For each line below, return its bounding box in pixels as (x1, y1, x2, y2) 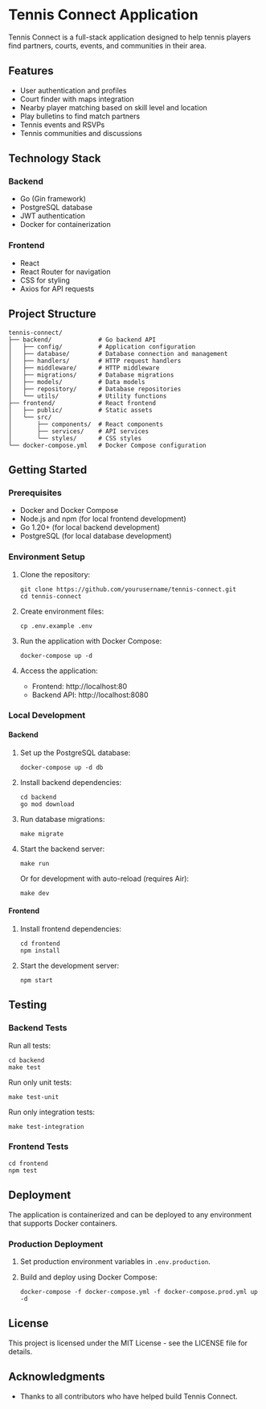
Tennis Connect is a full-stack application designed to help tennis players (8, 32, 252, 42)
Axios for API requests (19, 283, 95, 293)
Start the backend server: (19, 844, 105, 853)
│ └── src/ (8, 413, 52, 421)
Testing (8, 998, 47, 1012)
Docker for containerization (19, 220, 111, 229)
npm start (19, 976, 54, 984)
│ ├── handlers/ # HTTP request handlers (8, 357, 182, 365)
